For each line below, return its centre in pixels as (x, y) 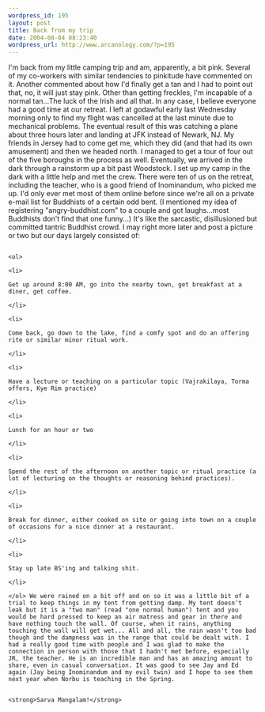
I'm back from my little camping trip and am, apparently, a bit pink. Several (129, 67)
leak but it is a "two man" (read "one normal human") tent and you (123, 610)
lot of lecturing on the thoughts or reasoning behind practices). (122, 479)
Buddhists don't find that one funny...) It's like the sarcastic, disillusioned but (133, 219)
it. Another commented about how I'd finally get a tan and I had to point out (131, 85)
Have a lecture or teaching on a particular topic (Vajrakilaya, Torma (129, 382)
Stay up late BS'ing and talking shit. (74, 569)
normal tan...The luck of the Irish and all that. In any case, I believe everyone (132, 101)
